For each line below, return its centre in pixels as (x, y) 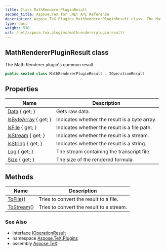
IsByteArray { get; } (30, 119)
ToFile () (17, 199)
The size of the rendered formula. (95, 160)
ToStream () (21, 207)
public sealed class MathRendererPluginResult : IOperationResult (75, 74)
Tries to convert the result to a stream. (83, 207)
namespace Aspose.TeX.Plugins (45, 238)
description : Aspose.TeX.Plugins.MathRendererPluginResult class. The (79, 19)
